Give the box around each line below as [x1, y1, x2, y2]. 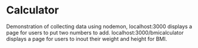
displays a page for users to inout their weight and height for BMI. [6, 35, 168, 42]
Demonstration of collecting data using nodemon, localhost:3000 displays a [6, 23, 193, 30]
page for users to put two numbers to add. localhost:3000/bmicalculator [6, 29, 184, 36]
